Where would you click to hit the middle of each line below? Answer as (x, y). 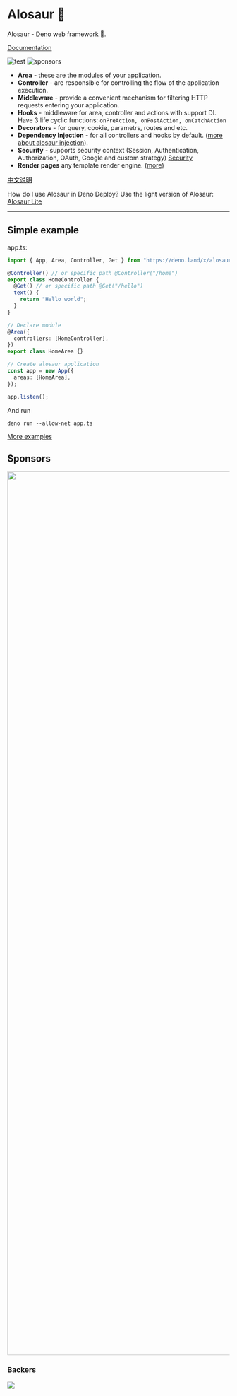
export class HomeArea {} (45, 352)
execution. (33, 90)
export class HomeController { (53, 280)
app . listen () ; (28, 397)
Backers (22, 1370)
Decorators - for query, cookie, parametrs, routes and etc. (103, 127)
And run (19, 410)
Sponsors (29, 458)
